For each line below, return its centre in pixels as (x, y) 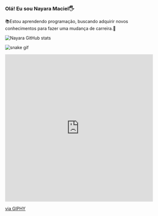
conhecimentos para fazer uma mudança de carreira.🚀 (61, 28)
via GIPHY (16, 209)
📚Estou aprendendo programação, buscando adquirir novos (67, 22)
